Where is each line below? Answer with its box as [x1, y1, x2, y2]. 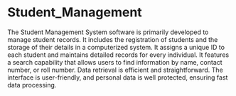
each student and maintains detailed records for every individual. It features [7, 50, 230, 59]
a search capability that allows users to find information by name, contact [7, 58, 222, 66]
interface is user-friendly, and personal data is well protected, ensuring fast [7, 73, 228, 82]
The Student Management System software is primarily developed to [7, 28, 209, 36]
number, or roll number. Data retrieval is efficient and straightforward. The [7, 65, 224, 74]
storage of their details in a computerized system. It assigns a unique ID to [7, 43, 225, 51]
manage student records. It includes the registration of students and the [7, 35, 218, 43]
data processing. [7, 80, 57, 89]
